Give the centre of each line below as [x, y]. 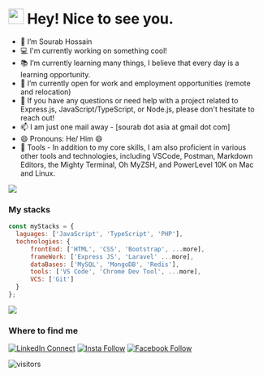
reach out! [37, 117]
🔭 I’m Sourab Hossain [56, 42]
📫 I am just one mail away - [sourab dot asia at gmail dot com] [125, 127]
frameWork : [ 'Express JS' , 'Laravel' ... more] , [112, 256]
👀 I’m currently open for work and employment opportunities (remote [135, 83]
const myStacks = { [41, 227]
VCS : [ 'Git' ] [52, 280]
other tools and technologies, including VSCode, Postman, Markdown [136, 155]
